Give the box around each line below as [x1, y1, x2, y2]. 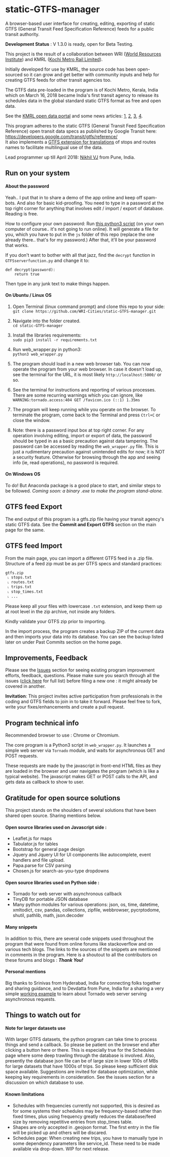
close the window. [12, 417, 51, 423]
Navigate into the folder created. [12, 318, 81, 324]
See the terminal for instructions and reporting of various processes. [12, 386, 156, 392]
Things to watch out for [5, 1011, 81, 1020]
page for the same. [5, 527, 45, 533]
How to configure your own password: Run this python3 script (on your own [5, 220, 164, 227]
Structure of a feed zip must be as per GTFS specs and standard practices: [5, 560, 162, 566]
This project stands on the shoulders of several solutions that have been [5, 807, 156, 813]
